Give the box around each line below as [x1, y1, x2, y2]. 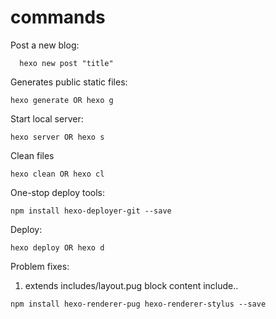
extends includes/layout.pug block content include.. [24, 279, 239, 291]
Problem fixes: [10, 260, 70, 272]
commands [10, 6, 106, 29]
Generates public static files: [10, 76, 128, 88]
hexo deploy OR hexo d [10, 242, 105, 253]
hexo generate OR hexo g [10, 95, 114, 105]
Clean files [10, 149, 55, 161]
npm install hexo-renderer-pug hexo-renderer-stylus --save [10, 299, 267, 309]
